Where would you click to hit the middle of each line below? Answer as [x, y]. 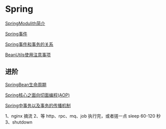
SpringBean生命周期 [26, 84]
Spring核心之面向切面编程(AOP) [38, 95]
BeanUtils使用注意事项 [28, 55]
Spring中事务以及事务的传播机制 [38, 105]
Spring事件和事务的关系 [29, 44]
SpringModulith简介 [25, 23]
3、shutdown [19, 122]
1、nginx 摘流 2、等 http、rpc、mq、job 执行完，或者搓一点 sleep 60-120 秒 [83, 116]
